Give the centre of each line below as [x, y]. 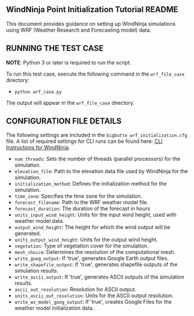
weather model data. [39, 221]
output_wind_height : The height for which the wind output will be [92, 227]
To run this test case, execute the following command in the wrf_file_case [95, 74]
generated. [28, 233]
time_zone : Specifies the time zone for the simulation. [78, 196]
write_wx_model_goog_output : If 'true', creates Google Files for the [93, 302]
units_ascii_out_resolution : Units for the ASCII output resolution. [94, 296]
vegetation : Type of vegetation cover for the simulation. [81, 246]
